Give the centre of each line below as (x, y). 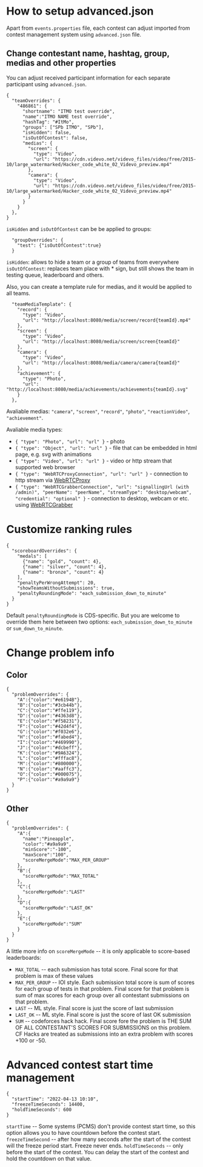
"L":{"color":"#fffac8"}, (50, 758)
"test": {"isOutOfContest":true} (59, 245)
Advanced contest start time (80, 1065)
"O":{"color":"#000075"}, (50, 774)
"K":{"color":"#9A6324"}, (50, 753)
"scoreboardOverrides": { (45, 551)
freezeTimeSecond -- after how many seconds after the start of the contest (98, 1139)
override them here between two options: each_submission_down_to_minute (99, 622)
